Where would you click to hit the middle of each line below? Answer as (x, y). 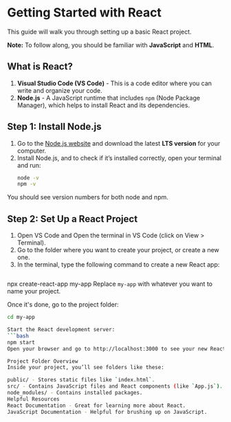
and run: (29, 165)
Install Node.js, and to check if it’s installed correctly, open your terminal (119, 158)
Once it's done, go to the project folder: (63, 304)
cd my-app (21, 318)
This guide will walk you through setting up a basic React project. (99, 32)
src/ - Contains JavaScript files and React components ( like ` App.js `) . (115, 386)
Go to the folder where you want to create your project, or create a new (118, 250)
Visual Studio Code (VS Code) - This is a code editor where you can (114, 83)
